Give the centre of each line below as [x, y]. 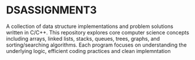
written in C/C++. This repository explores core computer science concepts [98, 32]
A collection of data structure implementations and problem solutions [90, 26]
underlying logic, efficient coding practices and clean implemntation [88, 51]
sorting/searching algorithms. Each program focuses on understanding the [96, 45]
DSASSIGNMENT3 [51, 10]
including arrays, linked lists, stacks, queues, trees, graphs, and [83, 38]
